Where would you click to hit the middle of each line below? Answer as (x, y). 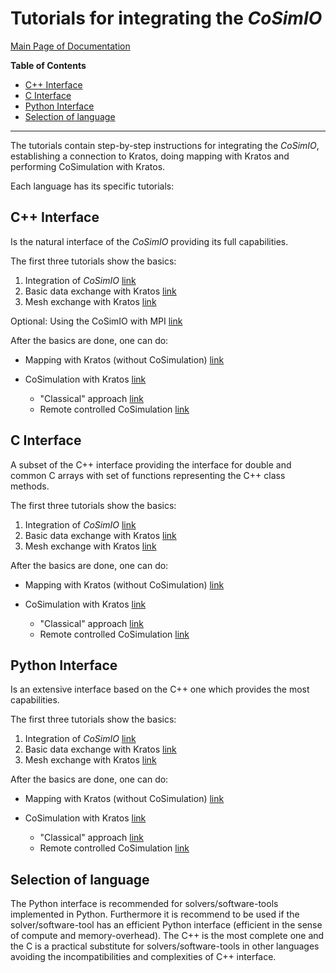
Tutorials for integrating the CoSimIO (166, 18)
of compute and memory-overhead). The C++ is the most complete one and (167, 936)
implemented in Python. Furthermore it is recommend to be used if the (155, 914)
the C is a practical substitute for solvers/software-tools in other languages (165, 946)
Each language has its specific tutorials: (92, 186)
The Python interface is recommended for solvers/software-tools (144, 904)
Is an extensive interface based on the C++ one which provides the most (160, 689)
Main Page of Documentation (70, 46)
